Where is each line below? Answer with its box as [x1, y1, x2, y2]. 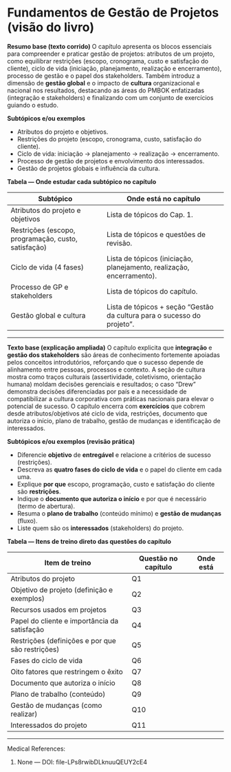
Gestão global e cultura [10, 310, 86, 320]
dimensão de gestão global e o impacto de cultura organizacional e [7, 79, 201, 87]
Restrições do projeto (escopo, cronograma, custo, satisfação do [16, 134, 201, 143]
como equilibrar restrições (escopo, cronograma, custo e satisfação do [7, 57, 208, 65]
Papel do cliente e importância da [10, 616, 119, 625]
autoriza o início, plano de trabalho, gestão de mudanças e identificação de [7, 416, 221, 425]
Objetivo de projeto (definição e [10, 585, 113, 594]
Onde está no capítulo [126, 194, 201, 203]
